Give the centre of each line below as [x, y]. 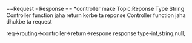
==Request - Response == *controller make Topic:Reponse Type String [95, 9]
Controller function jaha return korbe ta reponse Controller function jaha [96, 15]
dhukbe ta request [29, 21]
